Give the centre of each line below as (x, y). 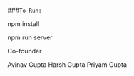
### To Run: (25, 10)
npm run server (30, 37)
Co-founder (25, 51)
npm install (24, 24)
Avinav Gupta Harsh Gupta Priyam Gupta (67, 65)
